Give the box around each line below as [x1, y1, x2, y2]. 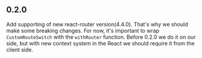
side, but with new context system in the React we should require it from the [6, 39, 195, 47]
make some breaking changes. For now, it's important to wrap [6, 27, 159, 34]
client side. [6, 46, 34, 53]
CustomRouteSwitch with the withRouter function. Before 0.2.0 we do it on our [6, 33, 196, 41]
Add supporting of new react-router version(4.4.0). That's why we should [6, 20, 188, 28]
